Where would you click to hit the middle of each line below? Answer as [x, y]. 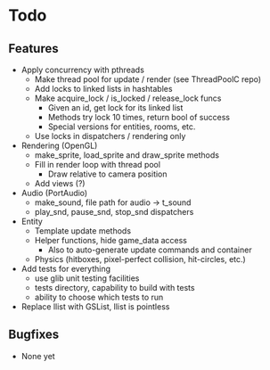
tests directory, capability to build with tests [115, 288]
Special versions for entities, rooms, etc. [122, 127]
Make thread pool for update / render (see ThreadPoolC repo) [148, 79]
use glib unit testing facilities [87, 278]
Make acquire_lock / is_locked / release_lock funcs [128, 98]
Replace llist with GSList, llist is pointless [95, 307]
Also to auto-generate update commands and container [150, 250]
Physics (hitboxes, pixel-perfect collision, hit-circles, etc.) [140, 259]
